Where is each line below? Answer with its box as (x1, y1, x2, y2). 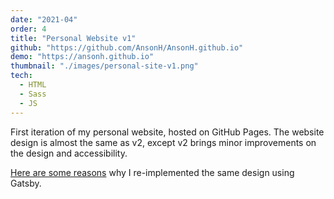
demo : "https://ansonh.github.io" (10, 52, 155, 62)
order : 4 (10, 24, 47, 34)
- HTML (19, 80, 47, 90)
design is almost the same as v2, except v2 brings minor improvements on (10, 136, 317, 148)
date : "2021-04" (10, 14, 78, 25)
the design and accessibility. (10, 147, 128, 159)
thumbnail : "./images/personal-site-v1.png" (10, 61, 199, 71)
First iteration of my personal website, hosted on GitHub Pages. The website (10, 126, 325, 138)
